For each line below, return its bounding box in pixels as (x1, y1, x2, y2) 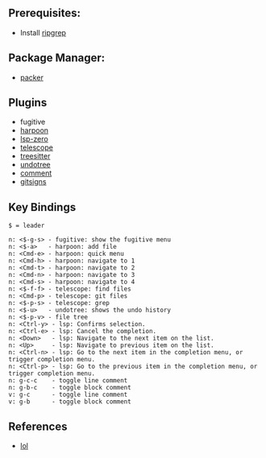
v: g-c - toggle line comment (8, 390, 128, 399)
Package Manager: (8, 52, 106, 65)
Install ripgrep (19, 27, 67, 37)
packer (19, 72, 44, 82)
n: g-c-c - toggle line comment (8, 377, 128, 385)
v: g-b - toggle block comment (8, 398, 131, 406)
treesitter (19, 151, 51, 161)
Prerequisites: (8, 6, 81, 20)
